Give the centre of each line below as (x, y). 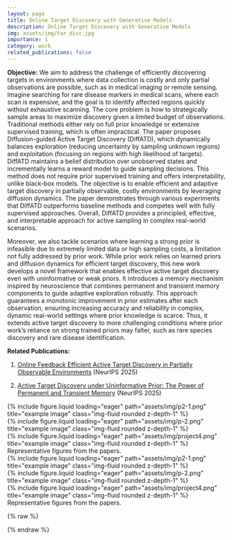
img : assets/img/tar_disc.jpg (51, 33)
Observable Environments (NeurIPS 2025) (77, 372)
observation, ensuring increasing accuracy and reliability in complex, (106, 308)
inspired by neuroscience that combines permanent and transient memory (114, 286)
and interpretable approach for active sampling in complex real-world (107, 220)
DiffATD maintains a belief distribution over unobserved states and (102, 161)
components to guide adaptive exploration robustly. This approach (102, 293)
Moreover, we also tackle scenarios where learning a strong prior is (103, 241)
